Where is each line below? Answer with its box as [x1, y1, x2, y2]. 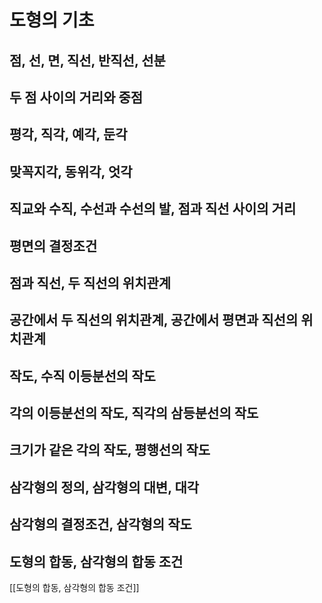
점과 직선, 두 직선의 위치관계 [9, 274, 172, 291]
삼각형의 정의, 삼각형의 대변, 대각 [9, 479, 200, 496]
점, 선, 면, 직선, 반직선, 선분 [9, 52, 166, 69]
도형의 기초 [9, 9, 95, 32]
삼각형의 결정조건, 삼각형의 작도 [9, 516, 192, 533]
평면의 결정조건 [9, 237, 98, 255]
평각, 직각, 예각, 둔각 [9, 126, 128, 143]
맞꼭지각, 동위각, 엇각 [9, 163, 133, 180]
